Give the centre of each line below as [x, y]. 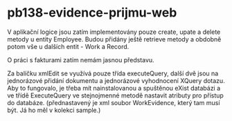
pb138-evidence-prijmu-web [92, 13]
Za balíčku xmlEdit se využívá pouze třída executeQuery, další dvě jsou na [113, 73]
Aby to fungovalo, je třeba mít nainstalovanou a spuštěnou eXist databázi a [114, 88]
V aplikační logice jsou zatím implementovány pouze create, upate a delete [114, 32]
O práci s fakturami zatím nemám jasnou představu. [81, 59]
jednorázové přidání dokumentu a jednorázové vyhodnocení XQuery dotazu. [116, 80]
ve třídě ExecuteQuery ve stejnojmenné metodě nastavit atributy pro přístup [115, 95]
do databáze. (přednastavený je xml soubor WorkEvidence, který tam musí [114, 102]
